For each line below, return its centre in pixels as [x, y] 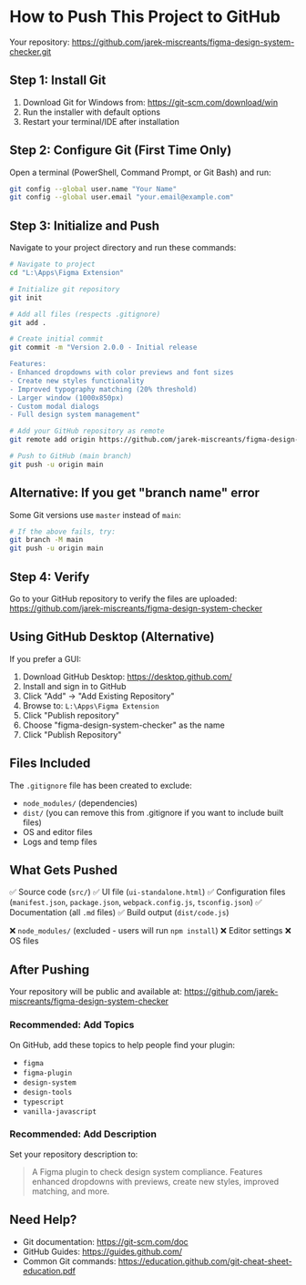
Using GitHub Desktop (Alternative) [112, 637]
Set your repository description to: [74, 1154]
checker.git [31, 51]
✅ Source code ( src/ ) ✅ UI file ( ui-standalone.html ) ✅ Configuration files [148, 892]
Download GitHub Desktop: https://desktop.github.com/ [127, 677]
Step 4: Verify [50, 577]
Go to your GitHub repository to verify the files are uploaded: [123, 599]
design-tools [47, 1092]
